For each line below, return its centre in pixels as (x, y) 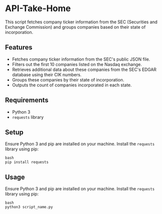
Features (19, 47)
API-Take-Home (38, 8)
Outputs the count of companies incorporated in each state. (72, 85)
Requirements (27, 100)
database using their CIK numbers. (47, 74)
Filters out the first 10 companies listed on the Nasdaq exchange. (77, 64)
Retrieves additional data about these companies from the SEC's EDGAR (84, 69)
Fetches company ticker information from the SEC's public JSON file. (81, 59)
